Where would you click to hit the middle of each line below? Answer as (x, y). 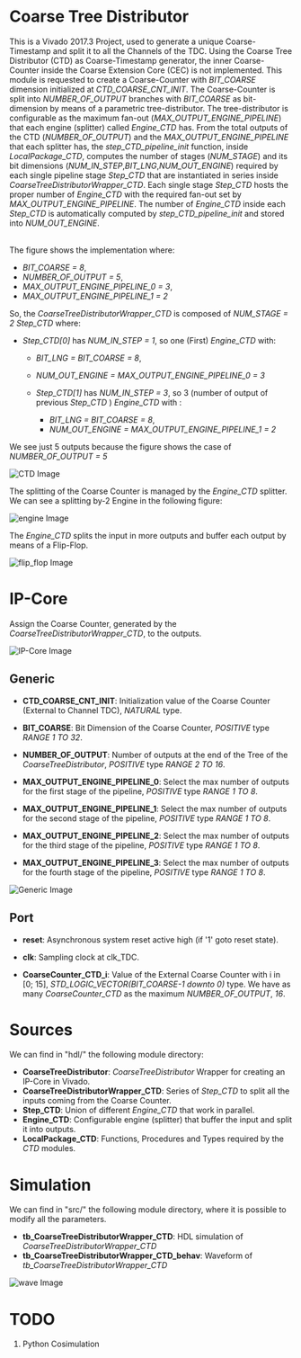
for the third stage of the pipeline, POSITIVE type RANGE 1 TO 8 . (141, 845)
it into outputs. (49, 1130)
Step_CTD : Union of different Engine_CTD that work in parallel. (138, 1110)
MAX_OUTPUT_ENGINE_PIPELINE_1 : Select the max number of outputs (155, 809)
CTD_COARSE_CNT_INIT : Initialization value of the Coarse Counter (146, 701)
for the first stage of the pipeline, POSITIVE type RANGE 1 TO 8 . (140, 791)
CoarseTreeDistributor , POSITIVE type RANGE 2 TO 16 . (124, 764)
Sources (41, 1029)
